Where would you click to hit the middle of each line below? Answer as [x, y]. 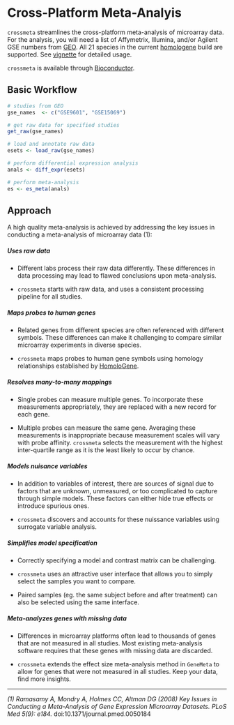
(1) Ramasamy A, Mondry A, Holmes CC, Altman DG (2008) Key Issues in [112, 699]
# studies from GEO [36, 106]
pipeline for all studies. [50, 297]
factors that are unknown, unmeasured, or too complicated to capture [117, 491]
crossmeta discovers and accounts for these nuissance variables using [118, 520]
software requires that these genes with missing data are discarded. [115, 651]
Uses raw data [29, 251]
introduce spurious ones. [53, 506]
